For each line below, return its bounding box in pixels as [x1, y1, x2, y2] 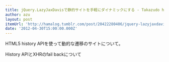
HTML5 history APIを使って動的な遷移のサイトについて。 [5, 41, 123, 47]
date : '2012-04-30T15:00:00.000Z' [5, 26, 78, 31]
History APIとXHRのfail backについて [5, 51, 82, 57]
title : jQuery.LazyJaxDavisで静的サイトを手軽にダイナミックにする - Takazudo [5, 7, 160, 13]
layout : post [5, 17, 33, 22]
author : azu [5, 12, 30, 17]
